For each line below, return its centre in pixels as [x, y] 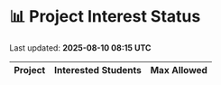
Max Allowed [179, 70]
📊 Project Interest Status [105, 17]
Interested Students [97, 70]
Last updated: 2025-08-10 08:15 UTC [80, 47]
